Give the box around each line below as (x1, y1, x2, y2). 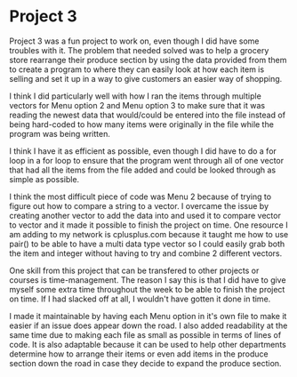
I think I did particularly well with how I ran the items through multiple (9, 91, 262, 101)
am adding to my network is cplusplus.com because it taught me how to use (9, 229, 289, 239)
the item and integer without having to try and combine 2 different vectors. (9, 247, 283, 259)
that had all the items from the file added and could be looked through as (9, 164, 277, 175)
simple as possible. (9, 173, 80, 184)
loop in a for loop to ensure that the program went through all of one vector (9, 155, 285, 165)
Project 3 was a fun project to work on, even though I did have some (9, 36, 260, 46)
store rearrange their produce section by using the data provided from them (9, 54, 287, 65)
